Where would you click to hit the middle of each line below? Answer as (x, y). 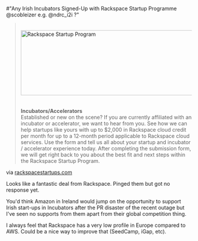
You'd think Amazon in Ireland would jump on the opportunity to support (94, 201)
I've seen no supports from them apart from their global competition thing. (96, 214)
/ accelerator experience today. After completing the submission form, (106, 148)
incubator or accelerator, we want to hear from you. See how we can (104, 123)
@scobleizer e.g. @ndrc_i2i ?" (43, 15)
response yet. (23, 190)
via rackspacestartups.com (39, 172)
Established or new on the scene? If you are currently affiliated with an (106, 117)
